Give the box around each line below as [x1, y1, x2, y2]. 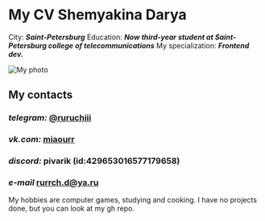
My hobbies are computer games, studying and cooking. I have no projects [8, 195, 258, 205]
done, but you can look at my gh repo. [8, 203, 135, 214]
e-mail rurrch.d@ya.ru [8, 177, 99, 188]
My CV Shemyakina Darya [8, 6, 187, 24]
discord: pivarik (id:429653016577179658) [8, 155, 180, 166]
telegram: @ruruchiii [8, 113, 92, 124]
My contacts [8, 88, 73, 102]
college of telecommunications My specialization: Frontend [48, 40, 250, 50]
